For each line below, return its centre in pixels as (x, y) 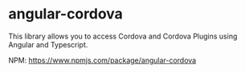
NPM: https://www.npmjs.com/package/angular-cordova (102, 60)
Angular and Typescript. (48, 44)
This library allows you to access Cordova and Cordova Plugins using (123, 36)
